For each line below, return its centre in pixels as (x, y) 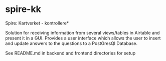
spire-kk (23, 9)
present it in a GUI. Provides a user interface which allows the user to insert (83, 38)
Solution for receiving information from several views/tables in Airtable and (82, 32)
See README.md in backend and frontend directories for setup (70, 53)
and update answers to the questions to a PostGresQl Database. (71, 43)
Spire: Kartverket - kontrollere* (37, 23)
